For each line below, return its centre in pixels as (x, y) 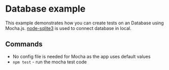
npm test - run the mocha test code (50, 62)
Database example (45, 9)
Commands (24, 44)
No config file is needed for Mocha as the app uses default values (81, 56)
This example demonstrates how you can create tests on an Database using (84, 23)
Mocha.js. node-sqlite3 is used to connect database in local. (69, 28)
